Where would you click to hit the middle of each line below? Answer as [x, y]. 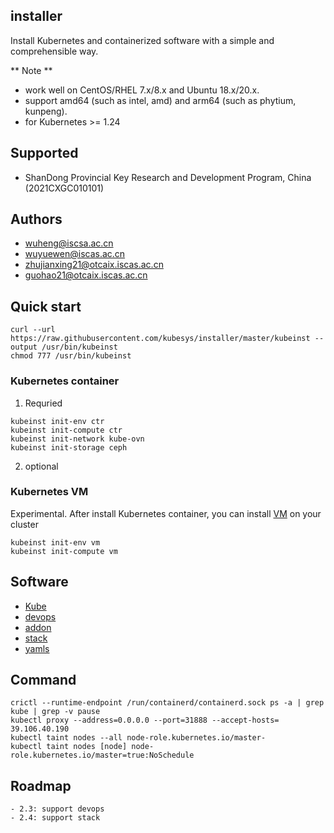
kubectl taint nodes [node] [69, 747]
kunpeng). [46, 111]
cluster [24, 524]
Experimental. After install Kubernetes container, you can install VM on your [166, 513]
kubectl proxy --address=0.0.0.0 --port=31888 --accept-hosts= [145, 720]
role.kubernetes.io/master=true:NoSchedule [102, 755]
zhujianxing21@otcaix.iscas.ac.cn [94, 265]
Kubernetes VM [49, 492]
